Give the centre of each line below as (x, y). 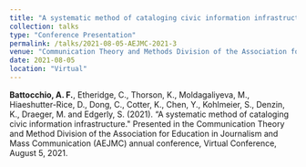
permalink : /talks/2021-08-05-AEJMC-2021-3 (93, 43)
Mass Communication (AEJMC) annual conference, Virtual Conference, (143, 143)
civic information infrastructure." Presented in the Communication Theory (147, 123)
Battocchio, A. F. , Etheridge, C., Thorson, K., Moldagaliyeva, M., (130, 94)
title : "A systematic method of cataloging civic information (130, 18)
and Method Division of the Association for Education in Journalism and (144, 133)
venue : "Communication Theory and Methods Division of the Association (148, 52)
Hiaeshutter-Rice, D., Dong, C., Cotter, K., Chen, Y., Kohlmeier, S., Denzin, (147, 104)
